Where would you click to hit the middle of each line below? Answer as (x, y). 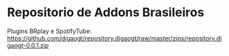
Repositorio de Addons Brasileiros (106, 12)
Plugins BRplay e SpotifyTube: (50, 31)
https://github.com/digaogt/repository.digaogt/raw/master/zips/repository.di (114, 38)
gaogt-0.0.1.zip (28, 45)
